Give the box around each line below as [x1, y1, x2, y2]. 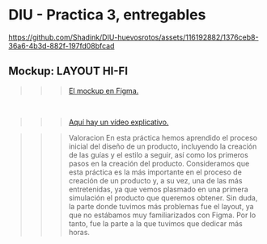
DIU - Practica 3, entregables [8, 6, 206, 24]
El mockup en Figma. [68, 86, 139, 95]
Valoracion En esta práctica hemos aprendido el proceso [68, 133, 257, 142]
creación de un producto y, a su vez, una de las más [68, 175, 243, 185]
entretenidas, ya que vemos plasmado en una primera [68, 184, 248, 194]
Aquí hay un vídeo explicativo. [68, 117, 169, 127]
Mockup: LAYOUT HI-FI [8, 65, 128, 78]
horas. [68, 227, 91, 237]
